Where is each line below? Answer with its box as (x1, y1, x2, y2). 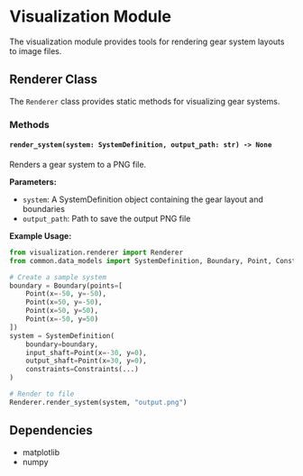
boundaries (22, 203, 66, 214)
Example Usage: (9, 230, 72, 241)
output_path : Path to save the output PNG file (22, 213, 191, 224)
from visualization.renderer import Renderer (9, 248, 183, 257)
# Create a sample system (9, 272, 106, 281)
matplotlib (22, 446, 60, 457)
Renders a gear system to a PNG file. (9, 159, 147, 169)
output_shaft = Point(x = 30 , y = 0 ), (25, 356, 147, 366)
